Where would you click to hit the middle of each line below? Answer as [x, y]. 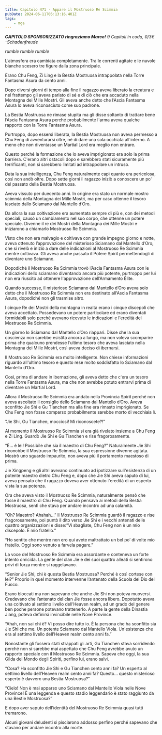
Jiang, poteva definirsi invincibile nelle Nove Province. [59, 615]
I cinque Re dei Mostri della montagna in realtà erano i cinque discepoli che [80, 308]
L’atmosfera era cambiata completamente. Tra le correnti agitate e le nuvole [80, 61]
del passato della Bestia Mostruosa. [41, 184]
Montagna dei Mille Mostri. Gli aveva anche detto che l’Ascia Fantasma [75, 100]
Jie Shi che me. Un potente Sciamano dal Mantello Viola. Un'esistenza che [79, 629]
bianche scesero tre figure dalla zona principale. [53, 66]
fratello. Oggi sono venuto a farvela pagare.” [49, 545]
